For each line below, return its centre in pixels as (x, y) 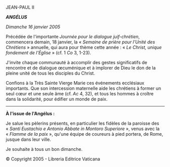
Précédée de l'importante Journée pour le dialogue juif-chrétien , (73, 37)
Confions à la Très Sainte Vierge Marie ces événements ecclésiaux (75, 83)
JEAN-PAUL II (20, 7)
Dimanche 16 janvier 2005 (33, 27)
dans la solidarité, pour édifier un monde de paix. (57, 99)
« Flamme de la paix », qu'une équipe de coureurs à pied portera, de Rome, (84, 134)
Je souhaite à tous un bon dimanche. (44, 149)
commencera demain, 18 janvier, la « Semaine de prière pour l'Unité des (80, 42)
